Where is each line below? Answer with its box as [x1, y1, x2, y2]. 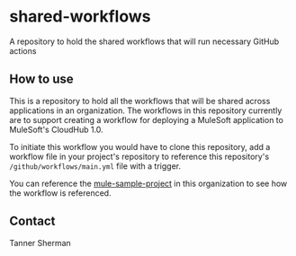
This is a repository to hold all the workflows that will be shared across [9, 95, 271, 106]
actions [9, 45, 37, 56]
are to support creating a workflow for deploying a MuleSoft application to [9, 114, 283, 125]
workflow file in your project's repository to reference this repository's [9, 151, 270, 162]
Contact [9, 214, 56, 229]
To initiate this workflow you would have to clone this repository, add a [9, 141, 271, 152]
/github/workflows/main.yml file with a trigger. [9, 160, 182, 172]
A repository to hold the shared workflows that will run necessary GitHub [9, 36, 280, 47]
